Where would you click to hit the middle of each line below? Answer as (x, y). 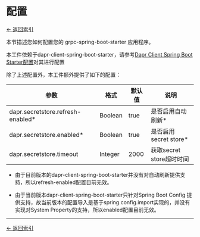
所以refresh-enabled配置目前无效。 (69, 182)
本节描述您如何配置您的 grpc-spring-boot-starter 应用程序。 (80, 42)
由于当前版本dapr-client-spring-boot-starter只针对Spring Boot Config (100, 195)
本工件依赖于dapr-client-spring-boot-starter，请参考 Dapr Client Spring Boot (99, 54)
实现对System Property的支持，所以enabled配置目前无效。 (87, 210)
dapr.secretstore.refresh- (45, 111)
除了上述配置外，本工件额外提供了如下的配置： (63, 74)
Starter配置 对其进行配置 (35, 62)
